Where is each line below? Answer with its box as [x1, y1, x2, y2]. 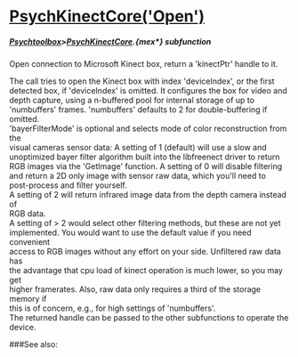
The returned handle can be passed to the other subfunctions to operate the [9, 312, 289, 323]
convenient [9, 237, 51, 247]
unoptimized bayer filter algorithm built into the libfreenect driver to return [9, 151, 280, 162]
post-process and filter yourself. [9, 180, 127, 191]
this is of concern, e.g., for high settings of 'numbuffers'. [9, 303, 216, 313]
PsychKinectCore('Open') [9, 6, 205, 27]
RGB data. [9, 208, 46, 219]
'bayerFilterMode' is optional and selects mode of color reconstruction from [9, 123, 287, 134]
